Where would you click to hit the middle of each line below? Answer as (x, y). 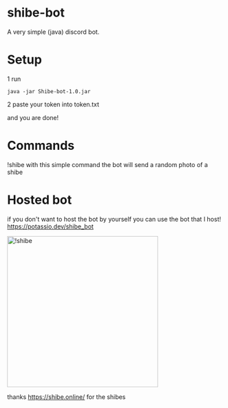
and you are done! (33, 117)
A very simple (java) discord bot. (53, 32)
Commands (41, 146)
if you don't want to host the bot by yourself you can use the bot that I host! (114, 219)
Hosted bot (40, 200)
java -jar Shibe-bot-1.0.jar (49, 91)
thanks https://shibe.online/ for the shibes (66, 397)
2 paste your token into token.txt (53, 104)
